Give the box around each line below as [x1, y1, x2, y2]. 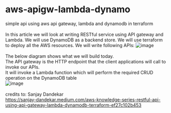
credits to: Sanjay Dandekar [5, 91, 64, 97]
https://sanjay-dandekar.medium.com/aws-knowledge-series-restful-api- [5, 96, 161, 103]
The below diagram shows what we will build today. [5, 53, 114, 59]
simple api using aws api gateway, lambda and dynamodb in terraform [5, 20, 154, 27]
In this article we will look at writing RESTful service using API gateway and [5, 31, 164, 37]
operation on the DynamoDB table [5, 75, 77, 81]
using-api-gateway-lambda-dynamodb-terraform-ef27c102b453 [5, 102, 142, 108]
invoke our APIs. [5, 64, 40, 70]
